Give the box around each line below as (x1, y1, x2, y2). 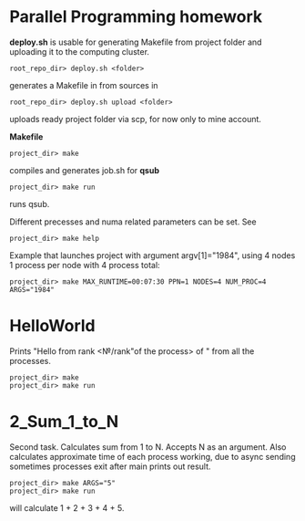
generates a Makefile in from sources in (9, 79, 158, 90)
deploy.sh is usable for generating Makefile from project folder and (9, 36, 262, 47)
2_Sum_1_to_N (9, 412, 119, 432)
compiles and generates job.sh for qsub (9, 164, 159, 175)
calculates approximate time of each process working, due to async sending (9, 451, 296, 462)
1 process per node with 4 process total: (9, 259, 161, 270)
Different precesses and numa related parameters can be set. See (9, 216, 257, 227)
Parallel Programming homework (9, 6, 262, 27)
